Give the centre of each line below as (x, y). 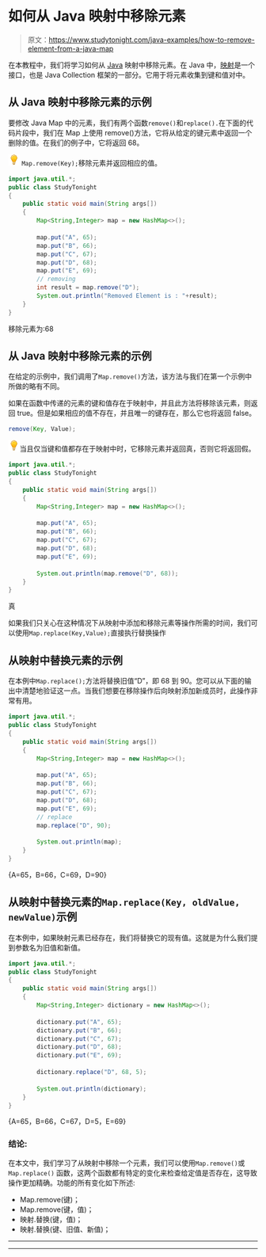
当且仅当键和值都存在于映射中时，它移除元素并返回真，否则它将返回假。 (137, 449)
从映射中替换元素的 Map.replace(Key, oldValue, (124, 903)
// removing (57, 279)
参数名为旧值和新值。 (49, 947)
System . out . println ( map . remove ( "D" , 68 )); (108, 573)
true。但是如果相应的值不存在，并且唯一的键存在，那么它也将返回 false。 (136, 413)
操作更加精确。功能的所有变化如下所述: (72, 1183)
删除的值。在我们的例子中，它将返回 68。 (76, 143)
